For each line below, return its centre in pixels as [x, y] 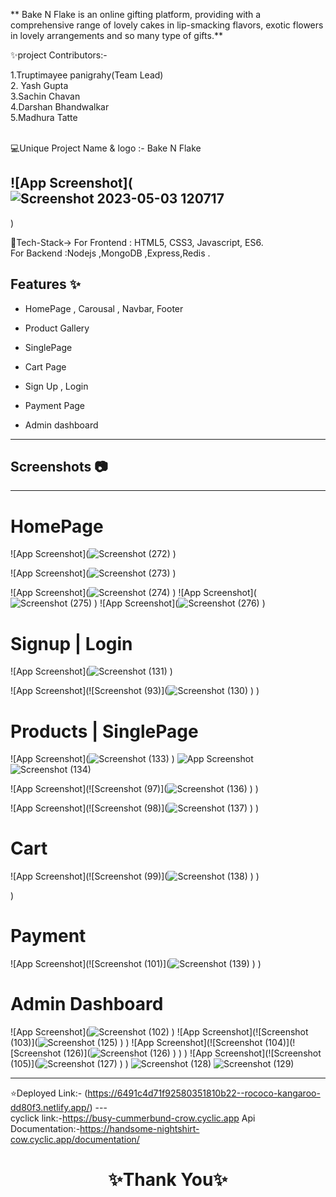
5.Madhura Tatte [44, 117]
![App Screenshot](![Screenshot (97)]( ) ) [134, 789]
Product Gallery [57, 328]
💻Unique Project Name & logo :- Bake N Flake [106, 148]
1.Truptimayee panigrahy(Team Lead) [87, 75]
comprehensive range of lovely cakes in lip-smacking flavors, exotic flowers [167, 25]
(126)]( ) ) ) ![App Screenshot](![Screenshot [192, 1053]
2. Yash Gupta [39, 85]
